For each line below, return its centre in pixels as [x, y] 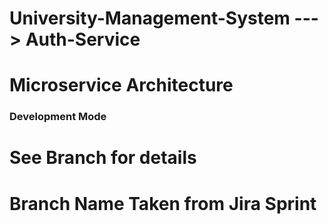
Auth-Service [83, 39]
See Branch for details [103, 158]
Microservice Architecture [121, 85]
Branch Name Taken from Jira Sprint [163, 203]
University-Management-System [150, 18]
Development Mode [58, 117]
